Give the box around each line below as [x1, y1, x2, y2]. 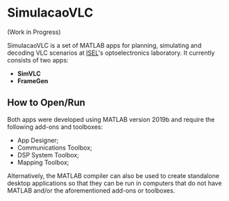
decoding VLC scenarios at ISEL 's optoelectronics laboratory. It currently [7, 49, 215, 57]
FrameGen [17, 76, 49, 85]
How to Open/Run [7, 97, 85, 109]
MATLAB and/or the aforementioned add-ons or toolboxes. [7, 186, 176, 195]
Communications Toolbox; [17, 143, 92, 152]
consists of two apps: [7, 55, 69, 64]
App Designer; [17, 136, 59, 144]
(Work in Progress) [7, 28, 61, 36]
